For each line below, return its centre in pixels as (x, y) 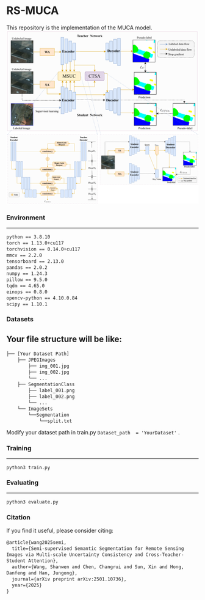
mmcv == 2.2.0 (24, 255)
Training (19, 448)
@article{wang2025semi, (37, 543)
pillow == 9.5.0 (27, 280)
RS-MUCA (33, 11)
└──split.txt (55, 421)
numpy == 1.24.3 (27, 273)
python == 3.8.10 (28, 237)
